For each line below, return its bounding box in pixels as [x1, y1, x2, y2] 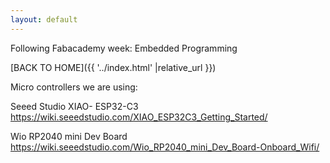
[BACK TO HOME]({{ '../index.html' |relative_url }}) [10, 61, 217, 73]
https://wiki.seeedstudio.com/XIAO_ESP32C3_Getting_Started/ [10, 111, 268, 123]
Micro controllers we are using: [10, 81, 138, 93]
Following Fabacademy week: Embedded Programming [10, 42, 238, 54]
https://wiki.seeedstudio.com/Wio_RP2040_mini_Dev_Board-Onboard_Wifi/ [10, 141, 320, 153]
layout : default [10, 14, 78, 25]
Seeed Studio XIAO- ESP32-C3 [10, 100, 139, 112]
